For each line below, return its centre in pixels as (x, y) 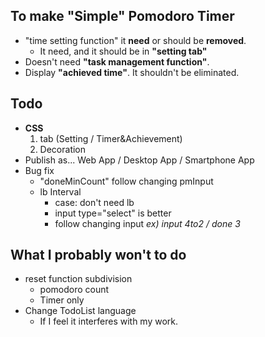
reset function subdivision (78, 279)
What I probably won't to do (98, 255)
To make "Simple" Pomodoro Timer (122, 16)
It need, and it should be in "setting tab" (123, 51)
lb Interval (60, 191)
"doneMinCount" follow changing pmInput (126, 181)
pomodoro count (74, 290)
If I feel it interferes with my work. (109, 321)
